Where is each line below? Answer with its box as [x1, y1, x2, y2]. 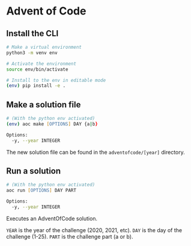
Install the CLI [6, 28, 59, 39]
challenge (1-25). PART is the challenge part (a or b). [6, 233, 133, 240]
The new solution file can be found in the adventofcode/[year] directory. [6, 148, 185, 156]
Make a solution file [6, 99, 81, 110]
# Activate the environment [6, 60, 77, 67]
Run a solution [6, 166, 61, 176]
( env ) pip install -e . [6, 83, 66, 89]
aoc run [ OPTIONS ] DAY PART [6, 188, 77, 194]
